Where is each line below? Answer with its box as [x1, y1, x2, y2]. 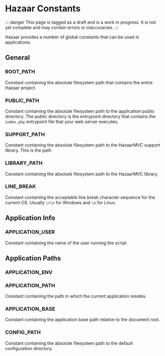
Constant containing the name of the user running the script [5, 240, 127, 246]
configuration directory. [5, 345, 53, 351]
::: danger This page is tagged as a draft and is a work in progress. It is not [5, 19, 156, 25]
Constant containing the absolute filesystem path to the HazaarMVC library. [5, 171, 159, 177]
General [5, 54, 31, 62]
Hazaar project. [5, 85, 37, 91]
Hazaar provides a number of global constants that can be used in [5, 34, 139, 40]
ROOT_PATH [5, 68, 35, 75]
